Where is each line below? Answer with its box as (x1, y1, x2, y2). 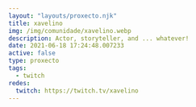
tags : (8, 64, 27, 72)
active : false (8, 49, 56, 57)
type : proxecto (8, 57, 60, 65)
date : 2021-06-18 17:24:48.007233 (8, 42, 125, 50)
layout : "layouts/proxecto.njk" (8, 11, 117, 20)
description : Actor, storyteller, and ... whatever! (8, 34, 190, 43)
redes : (8, 79, 31, 87)
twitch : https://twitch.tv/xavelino (15, 86, 139, 95)
